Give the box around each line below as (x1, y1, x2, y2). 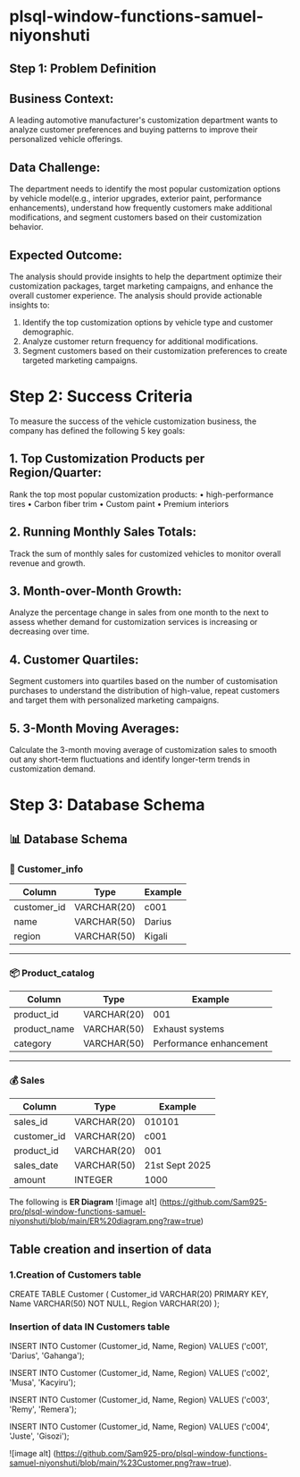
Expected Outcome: (9, 248, 122, 263)
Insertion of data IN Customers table (9, 1321, 171, 1333)
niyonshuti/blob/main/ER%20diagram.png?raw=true (9, 1216, 201, 1227)
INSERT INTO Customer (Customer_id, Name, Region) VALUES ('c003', (9, 1395, 270, 1405)
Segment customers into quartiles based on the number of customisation (9, 676, 279, 687)
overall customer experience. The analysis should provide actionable (9, 291, 262, 301)
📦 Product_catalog (9, 966, 96, 979)
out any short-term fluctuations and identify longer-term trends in (9, 754, 250, 765)
